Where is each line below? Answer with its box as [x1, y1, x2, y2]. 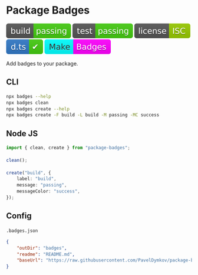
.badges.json [6, 228, 38, 234]
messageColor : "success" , [16, 188, 81, 195]
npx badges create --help [6, 106, 70, 112]
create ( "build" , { [6, 169, 51, 176]
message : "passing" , [16, 182, 67, 188]
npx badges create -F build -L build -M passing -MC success [6, 112, 160, 118]
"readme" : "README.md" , [16, 251, 75, 257]
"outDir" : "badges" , [16, 245, 67, 251]
